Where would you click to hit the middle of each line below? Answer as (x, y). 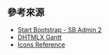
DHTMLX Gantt (39, 37)
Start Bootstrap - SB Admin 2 (59, 29)
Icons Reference (41, 45)
